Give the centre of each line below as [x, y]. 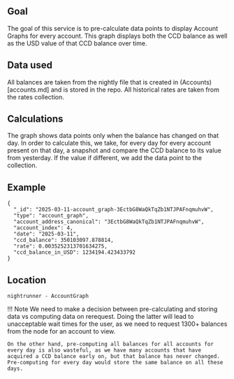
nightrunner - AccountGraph [48, 296]
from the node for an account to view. [61, 331]
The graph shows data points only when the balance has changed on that [113, 136]
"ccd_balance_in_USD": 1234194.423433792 [75, 252]
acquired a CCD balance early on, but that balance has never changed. [114, 357]
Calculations [35, 119]
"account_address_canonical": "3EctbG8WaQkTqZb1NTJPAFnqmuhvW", [109, 222]
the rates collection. [36, 96]
